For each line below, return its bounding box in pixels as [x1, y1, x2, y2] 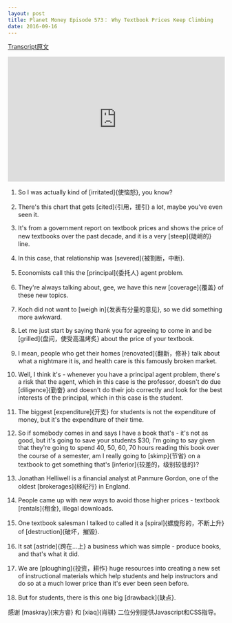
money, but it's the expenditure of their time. [17, 416, 144, 424]
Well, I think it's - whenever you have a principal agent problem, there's [17, 370, 220, 379]
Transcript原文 [8, 43, 49, 51]
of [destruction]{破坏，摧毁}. [17, 528, 100, 536]
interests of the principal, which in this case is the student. [17, 394, 184, 402]
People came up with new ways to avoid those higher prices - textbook [17, 496, 220, 504]
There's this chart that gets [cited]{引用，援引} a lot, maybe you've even [17, 203, 223, 211]
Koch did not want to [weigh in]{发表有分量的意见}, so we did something [17, 305, 222, 314]
